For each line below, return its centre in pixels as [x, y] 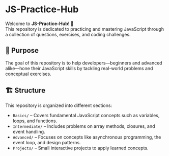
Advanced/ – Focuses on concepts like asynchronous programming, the [87, 137]
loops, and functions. [35, 121]
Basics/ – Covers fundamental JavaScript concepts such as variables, [86, 115]
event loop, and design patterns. [47, 142]
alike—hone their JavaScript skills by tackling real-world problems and [79, 68]
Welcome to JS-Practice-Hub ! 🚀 [39, 24]
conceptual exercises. [29, 74]
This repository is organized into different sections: [59, 105]
